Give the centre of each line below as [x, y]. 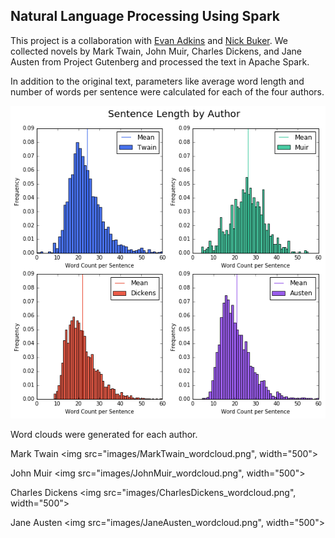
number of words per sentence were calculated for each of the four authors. [167, 91]
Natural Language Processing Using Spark [145, 16]
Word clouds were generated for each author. [104, 435]
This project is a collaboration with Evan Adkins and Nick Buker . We [149, 40]
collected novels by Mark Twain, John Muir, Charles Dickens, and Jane [156, 51]
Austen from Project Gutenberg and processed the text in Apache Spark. [160, 61]
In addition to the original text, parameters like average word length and [157, 81]
